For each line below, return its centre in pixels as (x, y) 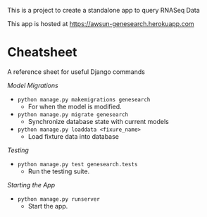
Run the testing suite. (59, 171)
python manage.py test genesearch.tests (77, 164)
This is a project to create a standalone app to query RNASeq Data (104, 10)
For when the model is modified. (75, 106)
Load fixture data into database (74, 136)
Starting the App (31, 185)
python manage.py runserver (58, 199)
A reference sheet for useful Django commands (76, 72)
